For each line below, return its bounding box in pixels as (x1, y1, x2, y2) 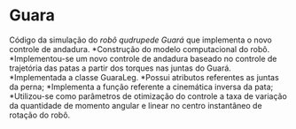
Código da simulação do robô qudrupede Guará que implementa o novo (9, 34, 272, 45)
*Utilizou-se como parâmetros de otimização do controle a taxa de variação (9, 90, 288, 102)
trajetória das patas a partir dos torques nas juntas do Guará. (9, 63, 232, 73)
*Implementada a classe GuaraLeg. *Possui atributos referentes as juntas (9, 72, 279, 82)
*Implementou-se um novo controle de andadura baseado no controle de (9, 53, 277, 64)
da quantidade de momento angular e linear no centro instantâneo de (9, 100, 263, 110)
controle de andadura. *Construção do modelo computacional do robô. (9, 43, 270, 54)
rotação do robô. (9, 110, 71, 120)
